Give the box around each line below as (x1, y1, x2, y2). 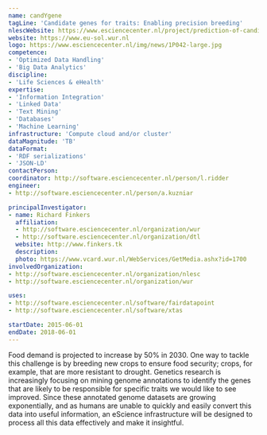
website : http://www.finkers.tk (15, 240, 123, 249)
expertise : (8, 85, 44, 94)
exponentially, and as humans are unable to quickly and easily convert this (8, 401, 252, 410)
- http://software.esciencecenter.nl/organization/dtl (15, 233, 201, 241)
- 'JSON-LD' (8, 160, 48, 168)
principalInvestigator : (8, 204, 87, 212)
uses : (8, 292, 26, 300)
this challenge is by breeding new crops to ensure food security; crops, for (8, 359, 253, 368)
